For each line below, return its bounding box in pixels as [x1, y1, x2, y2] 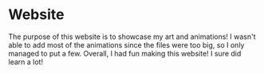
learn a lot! [8, 57, 44, 67]
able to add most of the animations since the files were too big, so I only [8, 40, 245, 49]
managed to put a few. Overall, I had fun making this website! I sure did [8, 48, 242, 58]
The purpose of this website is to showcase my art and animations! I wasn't [8, 32, 257, 41]
